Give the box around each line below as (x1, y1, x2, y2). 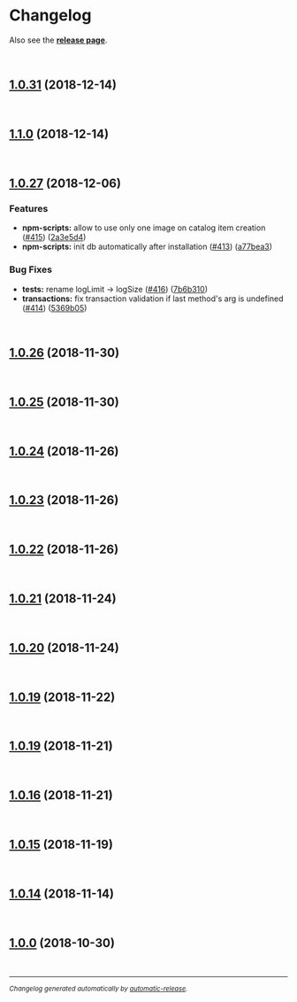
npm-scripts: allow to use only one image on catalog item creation (21, 222, 266, 233)
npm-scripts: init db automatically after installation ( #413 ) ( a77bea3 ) (21, 241, 272, 252)
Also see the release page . (9, 35, 108, 45)
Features (9, 202, 49, 214)
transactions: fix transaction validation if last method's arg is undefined (21, 293, 285, 304)
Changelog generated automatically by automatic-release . (9, 984, 188, 993)
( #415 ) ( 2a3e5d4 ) (21, 232, 87, 243)
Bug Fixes (9, 263, 53, 276)
